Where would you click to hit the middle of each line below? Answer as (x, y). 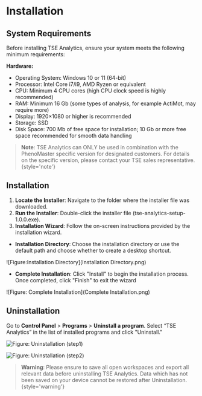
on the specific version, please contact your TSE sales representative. (108, 160)
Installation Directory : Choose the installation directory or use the (97, 244)
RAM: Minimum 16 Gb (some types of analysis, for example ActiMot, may (105, 103)
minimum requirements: (36, 54)
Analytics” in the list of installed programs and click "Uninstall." (84, 332)
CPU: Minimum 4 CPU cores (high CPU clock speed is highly (90, 91)
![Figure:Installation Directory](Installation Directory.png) (76, 262)
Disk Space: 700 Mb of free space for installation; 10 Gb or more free (101, 129)
